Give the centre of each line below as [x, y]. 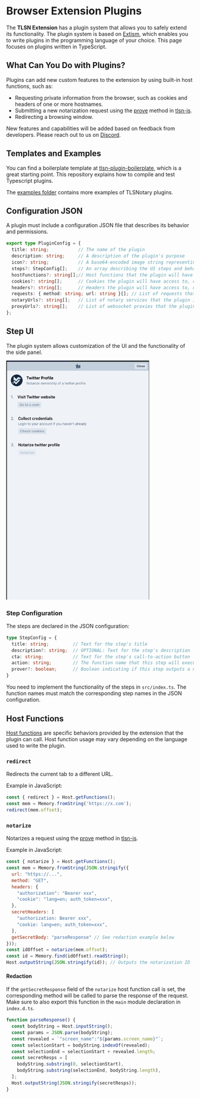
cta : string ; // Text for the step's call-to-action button [101, 657]
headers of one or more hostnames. [59, 104]
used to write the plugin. [36, 745]
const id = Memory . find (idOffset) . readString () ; [68, 956]
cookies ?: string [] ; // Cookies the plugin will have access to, [101, 281]
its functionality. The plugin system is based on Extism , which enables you [97, 33]
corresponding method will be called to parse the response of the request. [97, 996]
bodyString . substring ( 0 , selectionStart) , [70, 1064]
